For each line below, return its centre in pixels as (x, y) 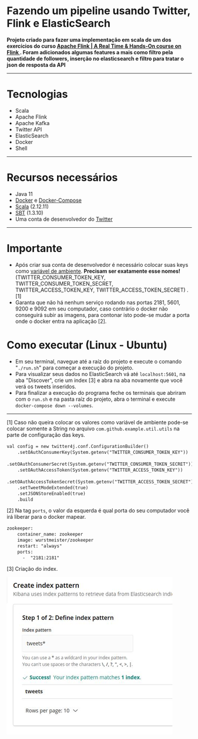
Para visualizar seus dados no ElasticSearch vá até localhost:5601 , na (100, 374)
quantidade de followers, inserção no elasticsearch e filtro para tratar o (95, 58)
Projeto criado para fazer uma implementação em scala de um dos (89, 40)
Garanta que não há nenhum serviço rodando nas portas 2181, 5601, (98, 302)
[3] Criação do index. (32, 568)
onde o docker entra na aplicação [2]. (61, 321)
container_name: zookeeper (50, 534)
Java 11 (24, 194)
